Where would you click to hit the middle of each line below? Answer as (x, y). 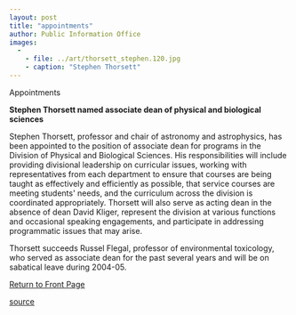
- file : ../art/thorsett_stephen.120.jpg (103, 59)
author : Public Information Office (75, 34)
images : (24, 42)
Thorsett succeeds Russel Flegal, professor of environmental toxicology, (142, 248)
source (22, 301)
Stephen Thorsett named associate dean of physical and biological (136, 109)
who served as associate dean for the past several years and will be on (139, 257)
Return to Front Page (47, 284)
